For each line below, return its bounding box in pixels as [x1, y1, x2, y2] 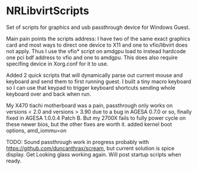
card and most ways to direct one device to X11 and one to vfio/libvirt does [6, 41, 188, 48]
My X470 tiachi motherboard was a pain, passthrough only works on [6, 102, 173, 109]
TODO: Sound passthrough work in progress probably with [6, 138, 150, 145]
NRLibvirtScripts [6, 4, 90, 18]
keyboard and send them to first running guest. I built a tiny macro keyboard [6, 78, 191, 85]
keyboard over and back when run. [6, 90, 92, 97]
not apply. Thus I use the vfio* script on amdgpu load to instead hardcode [6, 47, 186, 54]
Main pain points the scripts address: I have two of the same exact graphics [6, 35, 191, 42]
